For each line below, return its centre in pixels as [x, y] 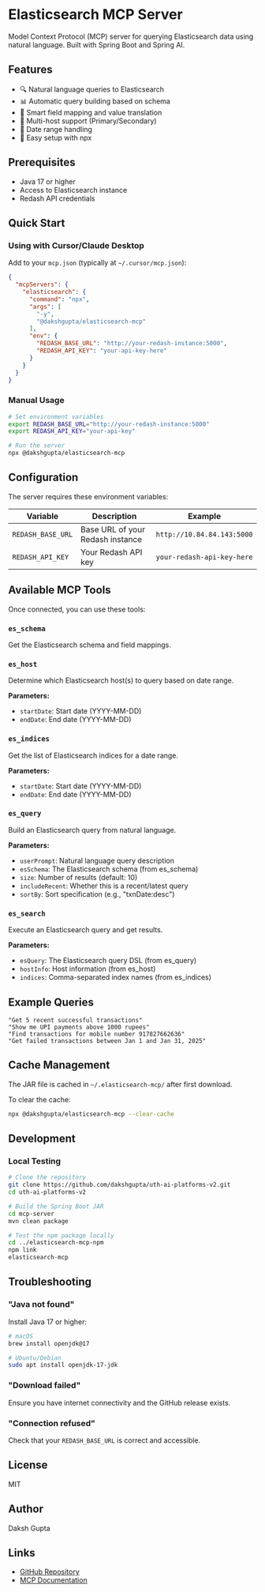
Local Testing [35, 1161]
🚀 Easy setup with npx [56, 137]
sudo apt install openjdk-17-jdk [63, 1365]
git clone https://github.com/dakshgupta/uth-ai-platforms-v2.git [119, 1185]
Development [42, 1139]
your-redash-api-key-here [204, 557]
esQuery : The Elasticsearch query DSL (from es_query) [108, 961]
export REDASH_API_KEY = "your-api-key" [72, 431]
